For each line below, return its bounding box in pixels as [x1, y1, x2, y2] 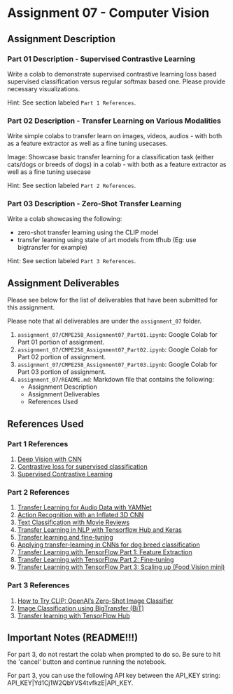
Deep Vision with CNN [17, 455, 83, 463]
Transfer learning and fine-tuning [17, 533, 113, 542]
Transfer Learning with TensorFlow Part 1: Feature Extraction [17, 548, 192, 556]
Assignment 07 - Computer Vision [7, 5, 210, 21]
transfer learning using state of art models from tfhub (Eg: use [17, 236, 197, 244]
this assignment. [7, 303, 55, 312]
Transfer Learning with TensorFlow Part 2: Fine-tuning [17, 556, 174, 564]
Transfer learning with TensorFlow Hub [17, 611, 131, 620]
